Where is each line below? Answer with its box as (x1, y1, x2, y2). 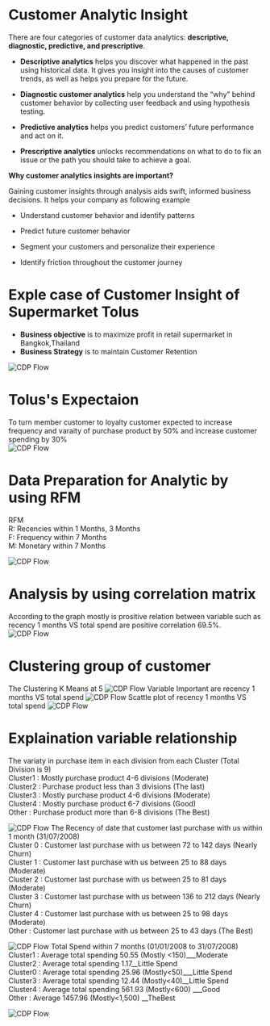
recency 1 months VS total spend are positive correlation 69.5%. (8, 620, 222, 630)
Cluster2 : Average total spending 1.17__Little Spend (8, 958, 178, 968)
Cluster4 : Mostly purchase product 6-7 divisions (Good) (8, 798, 196, 808)
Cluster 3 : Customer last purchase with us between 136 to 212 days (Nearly (8, 891, 260, 901)
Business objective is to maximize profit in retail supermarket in (19, 329, 233, 339)
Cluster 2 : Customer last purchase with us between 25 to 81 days (8, 874, 227, 884)
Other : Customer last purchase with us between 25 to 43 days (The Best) (8, 926, 254, 936)
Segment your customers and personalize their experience (19, 241, 215, 251)
